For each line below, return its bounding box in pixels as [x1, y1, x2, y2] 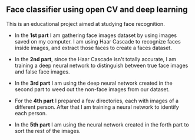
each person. [14, 109, 47, 116]
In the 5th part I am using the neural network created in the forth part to [14, 121, 190, 128]
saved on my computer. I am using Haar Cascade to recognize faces [14, 38, 181, 45]
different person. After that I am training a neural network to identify [14, 103, 180, 111]
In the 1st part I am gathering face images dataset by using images [14, 32, 177, 39]
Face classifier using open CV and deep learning [6, 5, 188, 15]
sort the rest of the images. [14, 127, 81, 134]
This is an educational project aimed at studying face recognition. [6, 20, 165, 27]
